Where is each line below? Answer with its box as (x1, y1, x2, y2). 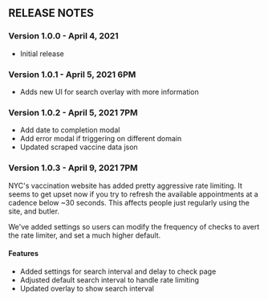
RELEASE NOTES (8, 6, 95, 20)
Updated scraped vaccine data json (19, 142, 138, 152)
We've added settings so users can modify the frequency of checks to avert (8, 222, 260, 231)
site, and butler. (8, 206, 60, 216)
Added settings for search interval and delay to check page (19, 266, 217, 276)
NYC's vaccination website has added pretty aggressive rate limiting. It (8, 181, 243, 190)
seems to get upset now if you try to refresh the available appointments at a (8, 189, 258, 199)
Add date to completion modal (19, 125, 120, 135)
